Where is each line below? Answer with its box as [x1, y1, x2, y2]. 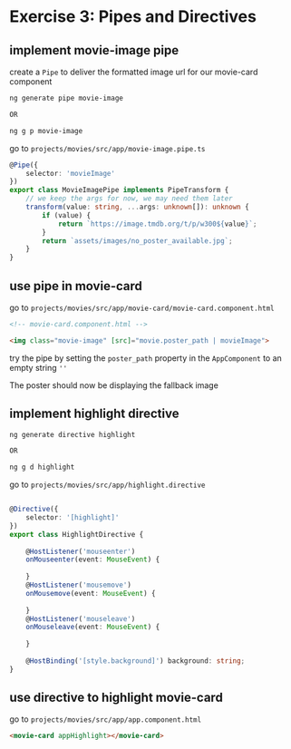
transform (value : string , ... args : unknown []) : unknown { [25, 202, 249, 211]
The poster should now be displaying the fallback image [9, 379, 219, 391]
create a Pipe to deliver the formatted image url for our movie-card [9, 66, 258, 77]
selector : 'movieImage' [25, 169, 116, 178]
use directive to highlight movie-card [9, 690, 224, 705]
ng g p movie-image [9, 126, 83, 135]
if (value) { [42, 210, 92, 219]
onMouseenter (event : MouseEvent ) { [25, 555, 160, 564]
